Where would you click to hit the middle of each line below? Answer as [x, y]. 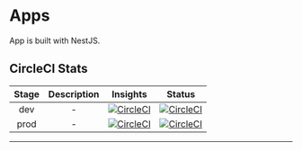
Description [74, 93]
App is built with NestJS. [55, 40]
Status [181, 93]
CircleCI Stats [49, 69]
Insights [129, 93]
